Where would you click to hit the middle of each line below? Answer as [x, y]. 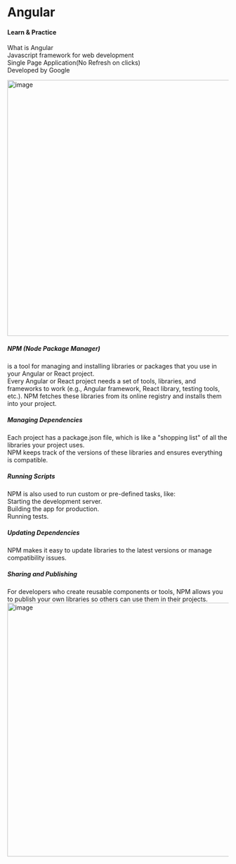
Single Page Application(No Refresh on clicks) [74, 63]
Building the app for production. [53, 509]
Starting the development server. [55, 502]
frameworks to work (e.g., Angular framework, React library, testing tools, [113, 389]
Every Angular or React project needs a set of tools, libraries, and [102, 381]
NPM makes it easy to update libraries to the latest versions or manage [110, 550]
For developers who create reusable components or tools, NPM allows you [115, 592]
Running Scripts [31, 476]
